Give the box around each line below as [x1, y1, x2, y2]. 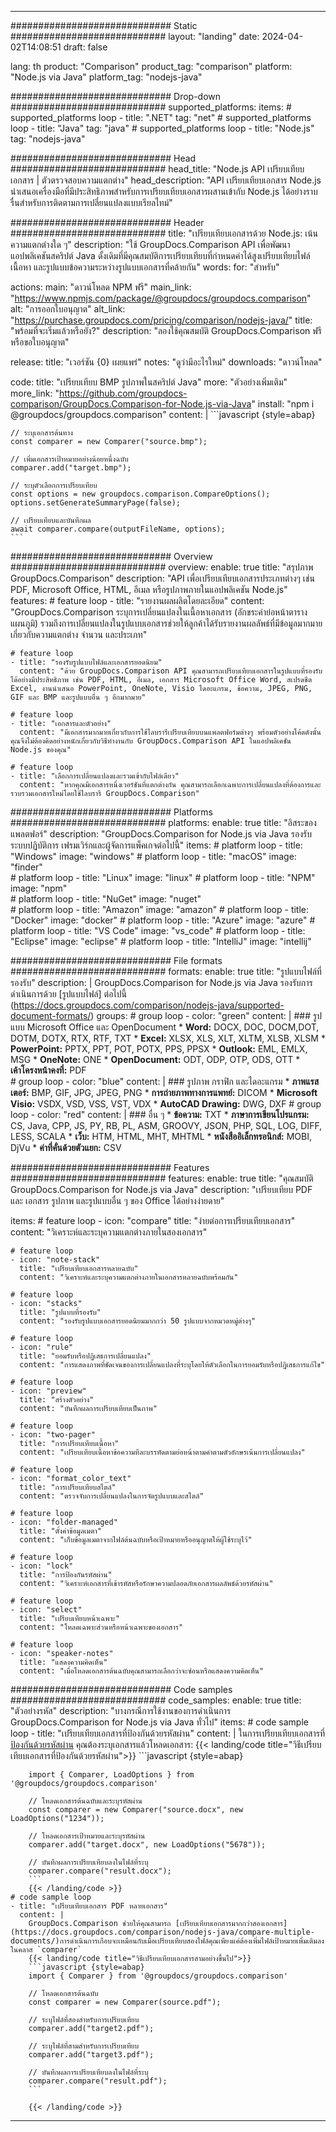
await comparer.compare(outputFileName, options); [10, 524, 226, 534]
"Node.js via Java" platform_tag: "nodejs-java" [10, 71, 203, 83]
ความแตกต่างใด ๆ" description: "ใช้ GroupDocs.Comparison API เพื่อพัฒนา [10, 239, 291, 250]
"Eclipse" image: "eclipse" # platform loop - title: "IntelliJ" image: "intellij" [10, 936, 312, 947]
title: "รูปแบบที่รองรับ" [19, 1307, 102, 1317]
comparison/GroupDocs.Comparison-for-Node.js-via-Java [10, 398, 252, 410]
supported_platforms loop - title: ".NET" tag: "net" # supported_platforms [10, 112, 312, 123]
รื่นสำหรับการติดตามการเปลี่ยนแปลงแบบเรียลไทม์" [10, 197, 173, 208]
